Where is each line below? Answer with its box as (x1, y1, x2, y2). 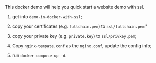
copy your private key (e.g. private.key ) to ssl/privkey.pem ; (12, 33, 137, 39)
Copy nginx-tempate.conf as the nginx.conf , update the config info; (12, 43, 152, 49)
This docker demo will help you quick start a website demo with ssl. (5, 4, 145, 10)
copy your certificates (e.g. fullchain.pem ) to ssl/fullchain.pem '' (12, 23, 147, 29)
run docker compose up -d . (12, 52, 67, 58)
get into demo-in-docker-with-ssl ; (12, 14, 82, 19)
